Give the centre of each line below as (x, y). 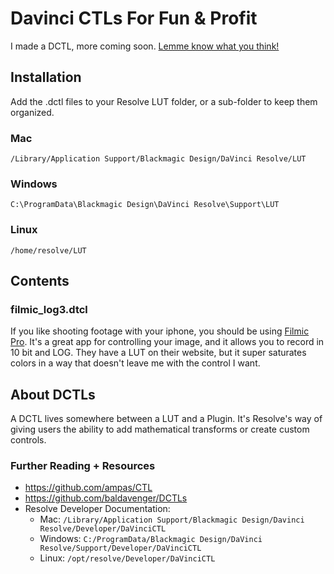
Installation (46, 77)
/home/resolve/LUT (48, 250)
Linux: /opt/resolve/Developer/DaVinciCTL (127, 558)
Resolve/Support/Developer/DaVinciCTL (120, 548)
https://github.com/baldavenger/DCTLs (106, 498)
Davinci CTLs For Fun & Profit (134, 18)
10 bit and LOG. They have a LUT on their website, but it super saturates (158, 353)
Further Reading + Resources (83, 466)
